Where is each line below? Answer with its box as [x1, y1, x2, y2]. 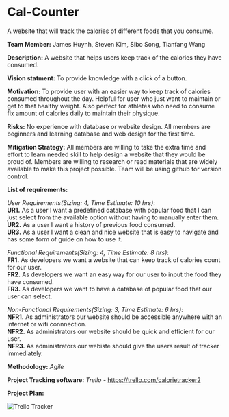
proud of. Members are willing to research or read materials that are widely [7, 157, 218, 165]
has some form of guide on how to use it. [7, 235, 123, 243]
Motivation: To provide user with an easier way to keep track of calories [7, 87, 211, 95]
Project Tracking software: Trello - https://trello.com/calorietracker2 [7, 375, 202, 384]
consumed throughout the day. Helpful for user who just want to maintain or [7, 94, 221, 103]
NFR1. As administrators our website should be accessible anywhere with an [7, 313, 222, 321]
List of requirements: [7, 185, 68, 193]
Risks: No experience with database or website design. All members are [7, 122, 211, 130]
